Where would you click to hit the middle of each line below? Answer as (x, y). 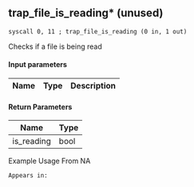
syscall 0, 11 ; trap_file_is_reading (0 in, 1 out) (98, 31)
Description (93, 86)
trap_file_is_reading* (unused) (86, 13)
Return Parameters (40, 106)
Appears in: (28, 176)
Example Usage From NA (49, 161)
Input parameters (38, 65)
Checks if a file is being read (55, 46)
